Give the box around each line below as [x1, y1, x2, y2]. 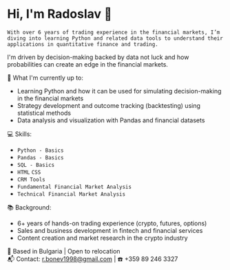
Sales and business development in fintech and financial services [17, 226, 203, 234]
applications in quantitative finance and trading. [7, 41, 158, 47]
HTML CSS [17, 168, 41, 176]
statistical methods [17, 109, 71, 117]
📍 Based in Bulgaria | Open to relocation [7, 247, 121, 255]
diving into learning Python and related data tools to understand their [7, 34, 224, 42]
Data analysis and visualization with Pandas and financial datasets [17, 116, 205, 124]
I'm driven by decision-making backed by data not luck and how [7, 53, 189, 61]
